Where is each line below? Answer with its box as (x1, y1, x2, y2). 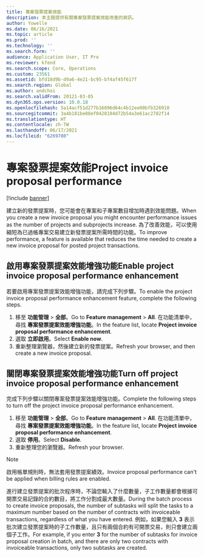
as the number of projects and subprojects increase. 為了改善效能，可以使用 (6, 221, 197, 228)
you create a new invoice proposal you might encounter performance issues (6, 214, 197, 221)
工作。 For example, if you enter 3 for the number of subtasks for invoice (16, 531, 198, 538)
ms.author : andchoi (6, 88, 56, 94)
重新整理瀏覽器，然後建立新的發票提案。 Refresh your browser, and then (15, 342, 195, 349)
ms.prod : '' (6, 37, 36, 43)
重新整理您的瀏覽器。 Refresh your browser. (15, 444, 124, 451)
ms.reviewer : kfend (6, 59, 56, 66)
